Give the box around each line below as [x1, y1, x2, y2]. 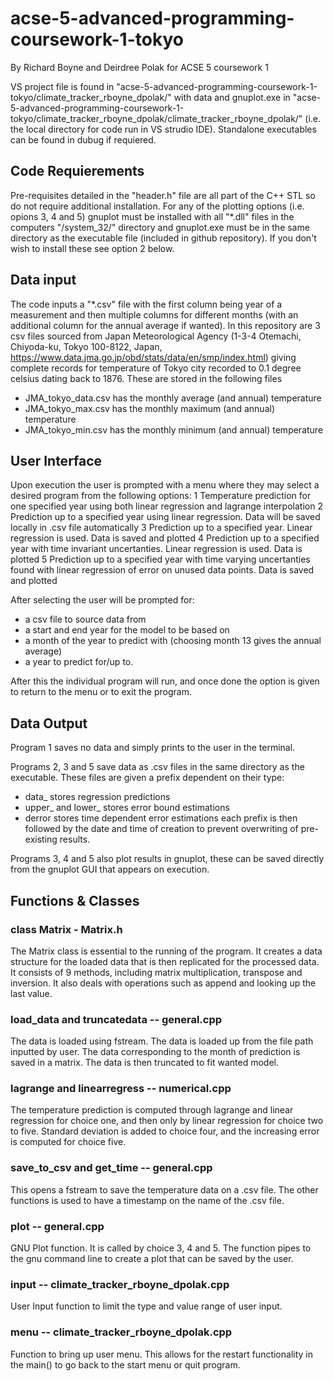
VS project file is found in [10, 80, 115, 92]
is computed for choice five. [10, 1136, 127, 1148]
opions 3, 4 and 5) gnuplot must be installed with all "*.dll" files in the [10, 210, 295, 222]
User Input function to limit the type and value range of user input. [10, 1300, 283, 1312]
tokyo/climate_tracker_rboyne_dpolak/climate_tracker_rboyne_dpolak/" [10, 112, 303, 124]
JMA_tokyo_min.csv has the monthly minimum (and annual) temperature [24, 423, 324, 436]
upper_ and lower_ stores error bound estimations [24, 802, 230, 814]
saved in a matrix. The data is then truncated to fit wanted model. [10, 1057, 279, 1069]
